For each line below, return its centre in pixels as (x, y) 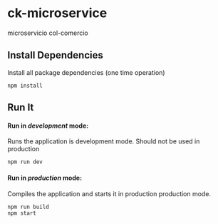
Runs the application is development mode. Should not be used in (104, 141)
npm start (22, 213)
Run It (21, 107)
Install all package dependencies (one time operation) (86, 72)
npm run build (28, 207)
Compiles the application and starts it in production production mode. (109, 193)
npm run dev (25, 162)
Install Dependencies (55, 55)
